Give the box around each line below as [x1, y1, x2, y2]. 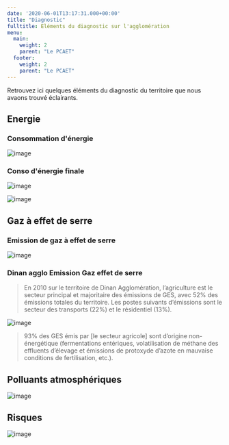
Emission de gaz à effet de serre [7, 236, 116, 245]
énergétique [23, 340, 59, 348]
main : [13, 36, 29, 42]
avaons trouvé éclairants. [7, 93, 79, 101]
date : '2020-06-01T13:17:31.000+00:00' [7, 10, 121, 17]
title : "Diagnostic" [7, 16, 66, 23]
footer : [13, 55, 36, 62]
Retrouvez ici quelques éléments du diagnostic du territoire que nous [7, 86, 202, 94]
